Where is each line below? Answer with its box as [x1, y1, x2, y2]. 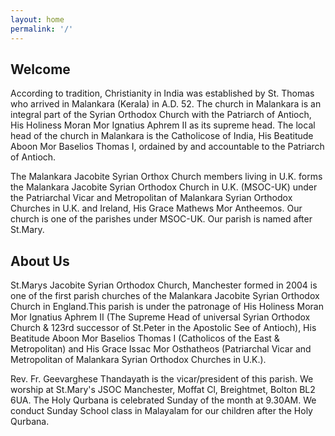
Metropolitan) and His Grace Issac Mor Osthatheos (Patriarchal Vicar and [10, 343, 312, 355]
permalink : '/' [10, 24, 74, 34]
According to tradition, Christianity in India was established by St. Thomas [10, 87, 315, 100]
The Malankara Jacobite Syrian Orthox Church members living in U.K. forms [10, 171, 323, 183]
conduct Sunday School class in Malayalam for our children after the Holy [10, 405, 313, 417]
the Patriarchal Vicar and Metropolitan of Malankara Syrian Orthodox [10, 192, 293, 204]
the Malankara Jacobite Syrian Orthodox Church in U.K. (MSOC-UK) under [10, 181, 318, 193]
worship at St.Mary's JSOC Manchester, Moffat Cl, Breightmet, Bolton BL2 [10, 384, 316, 396]
